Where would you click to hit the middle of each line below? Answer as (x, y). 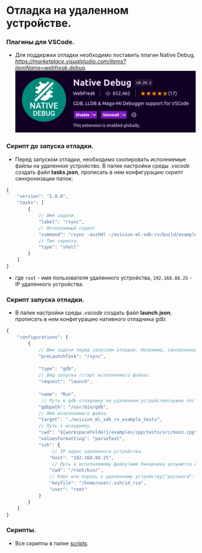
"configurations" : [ (43, 337)
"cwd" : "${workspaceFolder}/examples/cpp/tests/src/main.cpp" (118, 432)
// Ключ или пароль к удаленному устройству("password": (122, 477)
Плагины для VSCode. (41, 42)
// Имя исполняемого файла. (74, 413)
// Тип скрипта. (59, 241)
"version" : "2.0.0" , (43, 197)
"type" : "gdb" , (57, 369)
